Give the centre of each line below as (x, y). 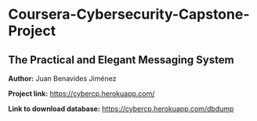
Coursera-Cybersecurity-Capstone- (129, 14)
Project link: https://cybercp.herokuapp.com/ (81, 94)
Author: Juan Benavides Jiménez (62, 78)
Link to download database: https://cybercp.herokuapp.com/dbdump (121, 109)
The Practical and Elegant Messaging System (121, 60)
